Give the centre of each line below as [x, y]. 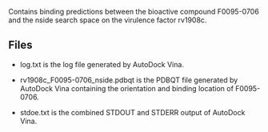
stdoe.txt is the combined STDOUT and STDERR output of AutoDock [132, 112]
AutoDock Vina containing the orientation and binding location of [127, 88]
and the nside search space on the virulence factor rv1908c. [108, 20]
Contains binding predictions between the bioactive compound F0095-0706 [134, 12]
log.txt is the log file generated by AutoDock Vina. [102, 64]
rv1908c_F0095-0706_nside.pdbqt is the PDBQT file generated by [129, 80]
